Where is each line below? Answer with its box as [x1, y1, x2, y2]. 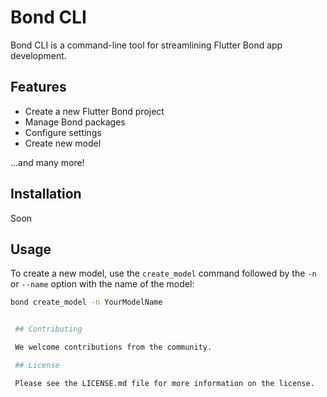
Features [10, 79, 67, 96]
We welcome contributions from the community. [14, 342, 213, 353]
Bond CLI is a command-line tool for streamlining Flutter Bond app [10, 39, 283, 51]
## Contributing [14, 324, 83, 335]
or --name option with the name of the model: [10, 278, 195, 290]
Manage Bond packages [24, 116, 126, 128]
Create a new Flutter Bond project [24, 105, 165, 117]
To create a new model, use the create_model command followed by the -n [10, 267, 317, 280]
